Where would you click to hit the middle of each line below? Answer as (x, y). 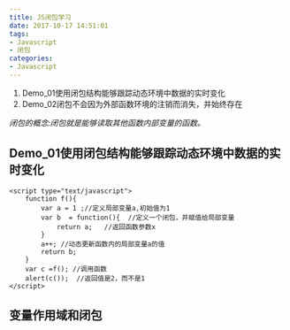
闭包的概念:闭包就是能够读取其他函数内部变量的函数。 (107, 123)
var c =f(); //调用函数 (66, 269)
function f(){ (51, 199)
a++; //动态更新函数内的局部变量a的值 (103, 244)
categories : (31, 58)
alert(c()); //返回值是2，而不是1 (85, 278)
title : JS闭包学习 (41, 17)
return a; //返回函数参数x (106, 226)
